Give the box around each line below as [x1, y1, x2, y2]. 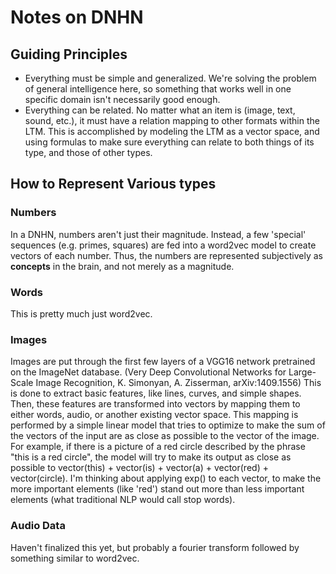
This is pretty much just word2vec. [10, 307, 153, 320]
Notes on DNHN [10, 6, 144, 29]
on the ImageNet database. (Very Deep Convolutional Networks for [10, 366, 287, 378]
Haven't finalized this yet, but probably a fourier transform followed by [10, 541, 300, 553]
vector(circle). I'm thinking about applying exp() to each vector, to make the [10, 472, 322, 485]
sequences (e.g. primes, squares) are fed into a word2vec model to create [10, 239, 317, 251]
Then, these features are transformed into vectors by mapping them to [10, 398, 301, 410]
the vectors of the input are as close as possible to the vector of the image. [10, 430, 320, 442]
